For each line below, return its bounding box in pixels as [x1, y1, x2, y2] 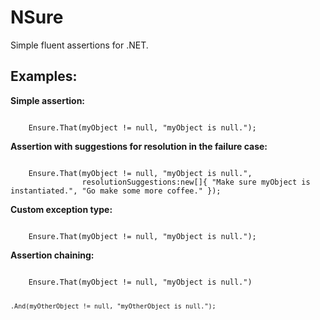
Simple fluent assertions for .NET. [10, 39, 149, 51]
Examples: [10, 68, 78, 85]
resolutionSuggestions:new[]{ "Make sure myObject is [81, 177, 311, 187]
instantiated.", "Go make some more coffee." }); [10, 186, 222, 196]
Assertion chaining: [10, 249, 95, 261]
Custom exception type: [10, 203, 113, 215]
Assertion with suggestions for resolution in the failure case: [10, 140, 268, 152]
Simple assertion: [10, 94, 86, 106]
